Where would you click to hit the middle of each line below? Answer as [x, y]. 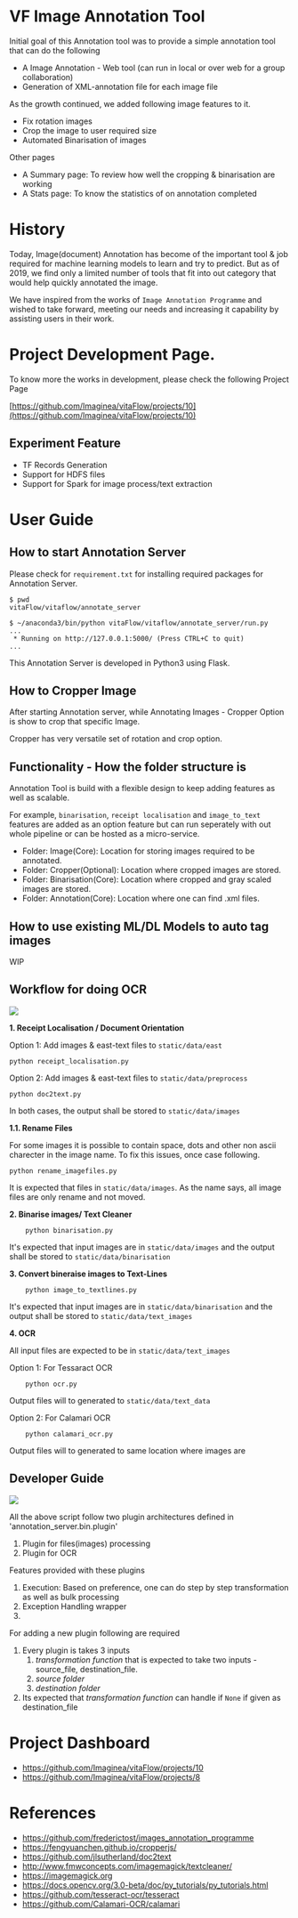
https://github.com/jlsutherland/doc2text [97, 1857]
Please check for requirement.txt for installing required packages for [137, 574]
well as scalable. [40, 797]
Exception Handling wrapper [74, 1606]
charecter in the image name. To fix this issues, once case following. [135, 1154]
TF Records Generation [65, 465]
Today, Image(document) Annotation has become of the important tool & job [149, 254]
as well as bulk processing [71, 1597]
